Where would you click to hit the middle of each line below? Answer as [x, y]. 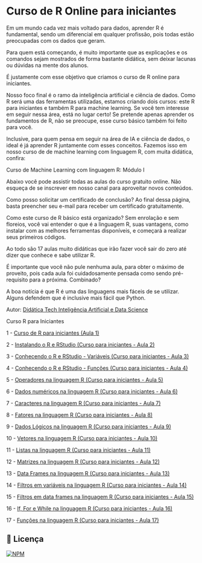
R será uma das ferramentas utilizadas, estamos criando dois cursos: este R [100, 101]
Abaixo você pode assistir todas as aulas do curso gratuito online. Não [94, 181]
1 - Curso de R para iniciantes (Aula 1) [53, 333]
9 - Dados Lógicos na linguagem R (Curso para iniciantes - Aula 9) [89, 426]
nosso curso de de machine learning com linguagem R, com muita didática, [100, 152]
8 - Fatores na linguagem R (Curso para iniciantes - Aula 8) [79, 414]
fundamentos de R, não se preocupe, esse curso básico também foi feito [97, 121]
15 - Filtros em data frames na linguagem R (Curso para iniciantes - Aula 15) [100, 497]
